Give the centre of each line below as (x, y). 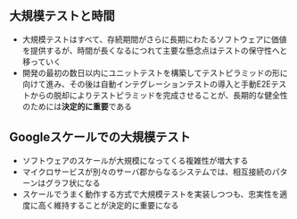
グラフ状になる (73, 182)
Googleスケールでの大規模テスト (100, 137)
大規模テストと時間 (62, 16)
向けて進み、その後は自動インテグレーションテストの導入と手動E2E (146, 84)
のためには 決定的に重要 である (77, 106)
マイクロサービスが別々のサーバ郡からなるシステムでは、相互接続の (147, 172)
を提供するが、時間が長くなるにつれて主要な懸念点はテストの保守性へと (155, 50)
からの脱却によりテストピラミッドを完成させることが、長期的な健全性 (159, 95)
